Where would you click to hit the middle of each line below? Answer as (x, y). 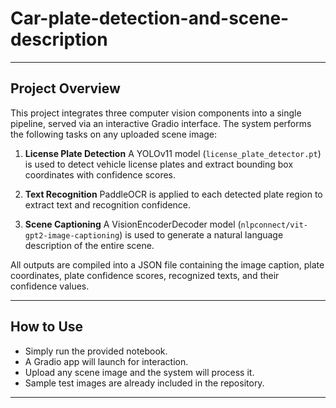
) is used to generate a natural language (201, 234)
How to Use (47, 327)
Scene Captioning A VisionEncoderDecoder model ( (133, 224)
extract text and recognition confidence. (108, 204)
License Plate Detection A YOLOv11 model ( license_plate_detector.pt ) (173, 153)
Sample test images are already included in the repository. (144, 383)
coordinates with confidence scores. (100, 174)
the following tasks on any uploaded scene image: (114, 134)
